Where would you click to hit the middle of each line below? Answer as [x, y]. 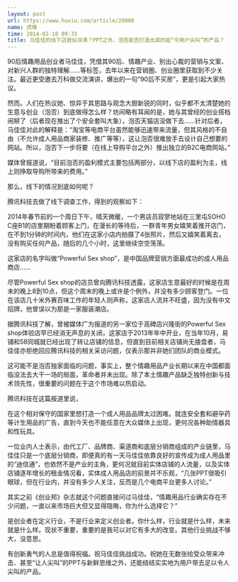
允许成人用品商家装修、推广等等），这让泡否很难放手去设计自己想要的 [127, 138]
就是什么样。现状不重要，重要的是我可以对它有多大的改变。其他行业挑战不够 [119, 530]
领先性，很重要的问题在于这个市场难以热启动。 [81, 383]
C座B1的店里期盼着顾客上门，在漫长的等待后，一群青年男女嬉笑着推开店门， [119, 226]
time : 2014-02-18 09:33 [42, 34]
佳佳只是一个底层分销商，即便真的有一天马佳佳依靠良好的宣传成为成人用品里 [119, 456]
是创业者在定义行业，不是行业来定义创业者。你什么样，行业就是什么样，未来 [119, 521]
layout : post [27, 14]
